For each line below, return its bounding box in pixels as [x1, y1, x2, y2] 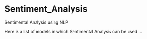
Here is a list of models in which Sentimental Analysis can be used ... [4, 28, 142, 34]
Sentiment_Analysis [4, 3, 88, 14]
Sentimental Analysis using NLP [4, 19, 69, 25]
